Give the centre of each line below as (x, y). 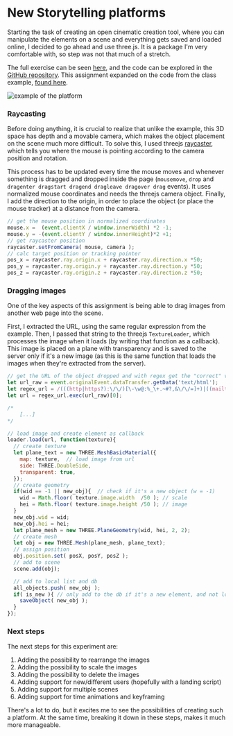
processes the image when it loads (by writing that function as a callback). (114, 341)
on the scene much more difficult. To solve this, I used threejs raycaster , (110, 144)
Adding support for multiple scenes (68, 690)
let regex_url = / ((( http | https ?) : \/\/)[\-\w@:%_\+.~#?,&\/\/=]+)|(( (110, 389)
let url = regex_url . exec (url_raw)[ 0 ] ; (65, 396)
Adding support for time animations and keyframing (91, 697)
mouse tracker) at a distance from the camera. (74, 209)
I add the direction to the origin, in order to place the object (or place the (110, 201)
